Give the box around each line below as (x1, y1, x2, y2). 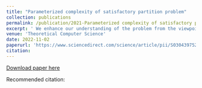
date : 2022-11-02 (6, 37, 50, 43)
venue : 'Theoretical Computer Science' (6, 31, 106, 37)
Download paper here (6, 64, 60, 71)
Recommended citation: (6, 75, 66, 83)
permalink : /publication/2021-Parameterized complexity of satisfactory (6, 20, 192, 26)
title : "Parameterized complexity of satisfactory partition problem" (6, 8, 187, 15)
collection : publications (6, 14, 71, 20)
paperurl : (6, 43, 31, 48)
